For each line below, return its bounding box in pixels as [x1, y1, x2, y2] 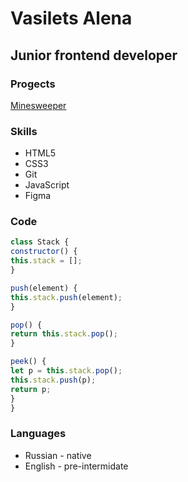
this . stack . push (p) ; [10, 375, 97, 385]
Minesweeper [10, 99, 67, 111]
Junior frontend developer [10, 47, 178, 64]
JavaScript [24, 179, 70, 191]
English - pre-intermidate [24, 460, 129, 472]
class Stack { [10, 237, 70, 247]
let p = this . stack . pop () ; [10, 366, 123, 376]
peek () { [10, 357, 47, 367]
